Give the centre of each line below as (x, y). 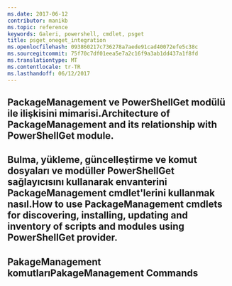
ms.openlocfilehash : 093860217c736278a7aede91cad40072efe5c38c (103, 47)
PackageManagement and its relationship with (112, 124)
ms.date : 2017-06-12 (38, 14)
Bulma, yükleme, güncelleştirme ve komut (102, 160)
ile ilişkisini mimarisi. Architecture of (89, 113)
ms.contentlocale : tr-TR (44, 67)
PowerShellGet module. (61, 136)
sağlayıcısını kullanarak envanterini (87, 182)
